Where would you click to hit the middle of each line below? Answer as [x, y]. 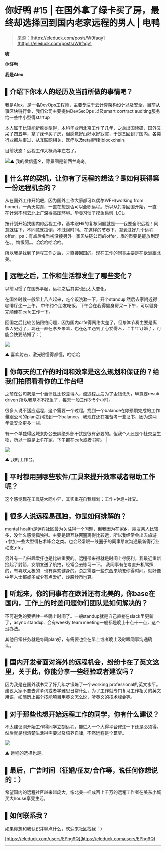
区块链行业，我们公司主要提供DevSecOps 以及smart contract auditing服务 [84, 111]
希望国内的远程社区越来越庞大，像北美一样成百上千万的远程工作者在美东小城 [83, 792]
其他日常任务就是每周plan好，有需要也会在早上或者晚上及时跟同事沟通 [77, 639]
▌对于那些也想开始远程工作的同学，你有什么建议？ [82, 714]
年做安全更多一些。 [25, 423]
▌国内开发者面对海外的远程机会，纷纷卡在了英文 [79, 663]
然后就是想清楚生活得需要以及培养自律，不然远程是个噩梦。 [66, 733]
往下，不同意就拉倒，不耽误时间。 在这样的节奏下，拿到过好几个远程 [83, 230]
